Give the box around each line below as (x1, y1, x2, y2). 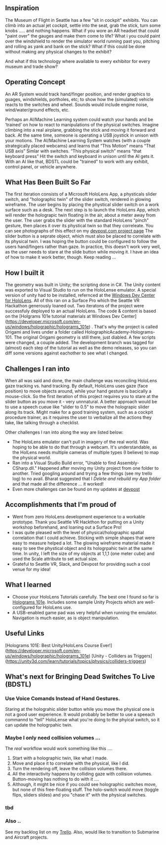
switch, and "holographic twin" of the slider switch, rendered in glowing (5, 197, 151, 202)
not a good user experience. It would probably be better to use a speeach (5, 711, 155, 717)
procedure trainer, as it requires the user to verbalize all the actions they (5, 414, 152, 420)
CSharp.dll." (12, 465, 37, 471)
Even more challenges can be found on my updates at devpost (12, 486, 140, 492)
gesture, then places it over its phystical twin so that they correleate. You (5, 223, 154, 229)
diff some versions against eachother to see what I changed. (5, 350, 128, 356)
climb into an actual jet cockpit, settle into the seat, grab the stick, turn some (5, 22, 161, 28)
